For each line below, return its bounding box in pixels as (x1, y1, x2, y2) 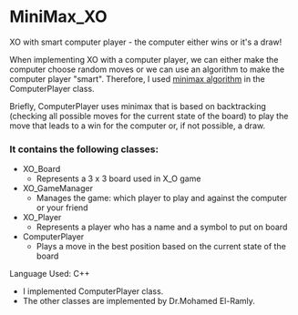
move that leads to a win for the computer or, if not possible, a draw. (9, 120, 266, 131)
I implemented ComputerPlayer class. (22, 286, 164, 297)
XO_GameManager (22, 183, 94, 194)
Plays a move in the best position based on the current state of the (36, 241, 287, 252)
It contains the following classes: (9, 143, 159, 156)
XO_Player (22, 212, 62, 223)
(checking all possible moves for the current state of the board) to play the (9, 110, 289, 121)
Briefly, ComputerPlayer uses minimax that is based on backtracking (9, 100, 267, 111)
